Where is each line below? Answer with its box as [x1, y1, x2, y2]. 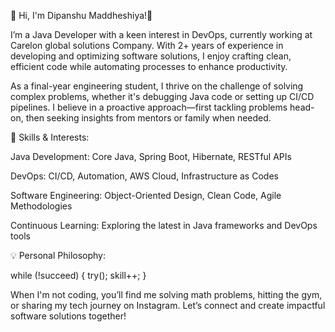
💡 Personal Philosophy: [10, 250, 107, 261]
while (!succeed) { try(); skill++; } [10, 270, 147, 281]
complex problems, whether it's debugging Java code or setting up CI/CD [10, 91, 315, 102]
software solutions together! [10, 310, 127, 322]
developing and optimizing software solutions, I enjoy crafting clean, [10, 50, 292, 62]
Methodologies [10, 200, 73, 212]
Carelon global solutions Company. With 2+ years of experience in [10, 40, 284, 51]
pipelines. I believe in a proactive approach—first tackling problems [10, 101, 288, 113]
